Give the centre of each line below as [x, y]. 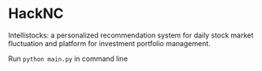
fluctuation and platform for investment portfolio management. [109, 43]
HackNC [36, 14]
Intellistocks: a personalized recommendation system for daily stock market [131, 35]
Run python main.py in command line [68, 59]
